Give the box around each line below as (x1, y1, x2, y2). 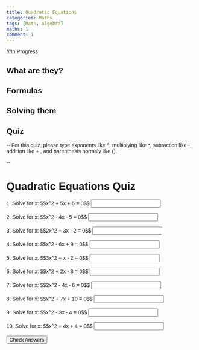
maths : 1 (6, 26, 28, 32)
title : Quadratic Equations (6, 9, 77, 15)
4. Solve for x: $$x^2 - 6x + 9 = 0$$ (6, 241, 89, 248)
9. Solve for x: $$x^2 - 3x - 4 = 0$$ (6, 309, 87, 316)
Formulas (6, 85, 43, 95)
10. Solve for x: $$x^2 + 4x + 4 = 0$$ (6, 323, 93, 329)
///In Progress (6, 48, 39, 55)
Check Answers (9, 337, 45, 343)
